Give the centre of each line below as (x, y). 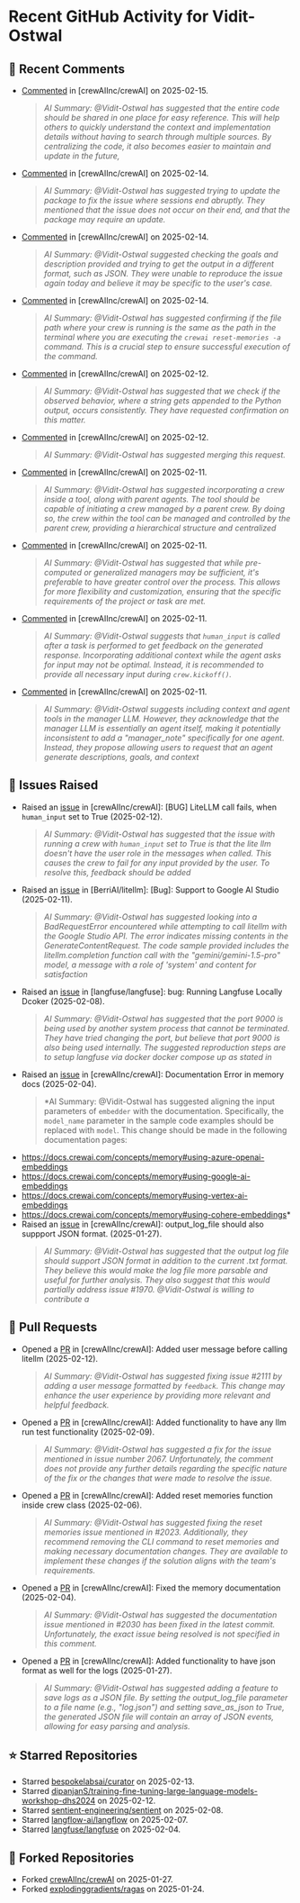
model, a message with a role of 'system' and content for (150, 965)
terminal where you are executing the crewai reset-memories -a (163, 337)
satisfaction (66, 974)
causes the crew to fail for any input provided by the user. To (157, 863)
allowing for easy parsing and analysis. (117, 1726)
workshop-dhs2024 (58, 1801)
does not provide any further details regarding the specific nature (165, 1468)
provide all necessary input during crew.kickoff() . (138, 674)
